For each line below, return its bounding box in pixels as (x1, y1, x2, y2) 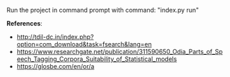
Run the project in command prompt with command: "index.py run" (6, 6, 199, 14)
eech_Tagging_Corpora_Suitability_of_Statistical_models (16, 55, 177, 63)
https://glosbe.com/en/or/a (16, 62, 95, 70)
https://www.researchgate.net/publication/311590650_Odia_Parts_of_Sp (16, 48, 223, 55)
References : (6, 19, 43, 27)
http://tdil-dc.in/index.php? (16, 33, 94, 41)
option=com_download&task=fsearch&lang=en (16, 40, 152, 48)
